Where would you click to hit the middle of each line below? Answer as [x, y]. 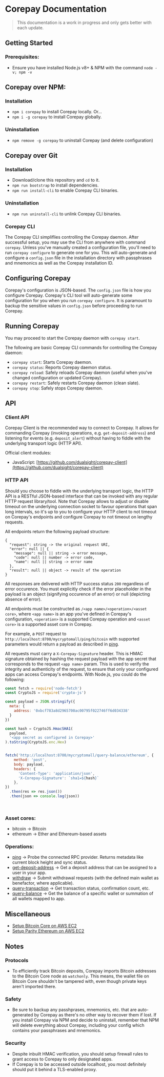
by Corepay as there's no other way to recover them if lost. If [95, 1015]
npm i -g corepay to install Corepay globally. [57, 117]
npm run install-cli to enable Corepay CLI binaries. [65, 190]
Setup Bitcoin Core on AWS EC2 [44, 926]
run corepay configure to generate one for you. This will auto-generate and [81, 252]
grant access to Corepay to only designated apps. [62, 1059]
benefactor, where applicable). [43, 883]
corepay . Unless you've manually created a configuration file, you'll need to [81, 247]
